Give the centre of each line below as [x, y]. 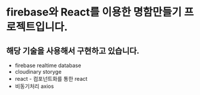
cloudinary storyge [38, 72]
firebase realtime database [48, 65]
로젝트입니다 [35, 27]
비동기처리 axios [34, 86]
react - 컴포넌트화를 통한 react [51, 79]
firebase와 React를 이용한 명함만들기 [94, 12]
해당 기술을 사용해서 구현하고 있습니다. [73, 51]
